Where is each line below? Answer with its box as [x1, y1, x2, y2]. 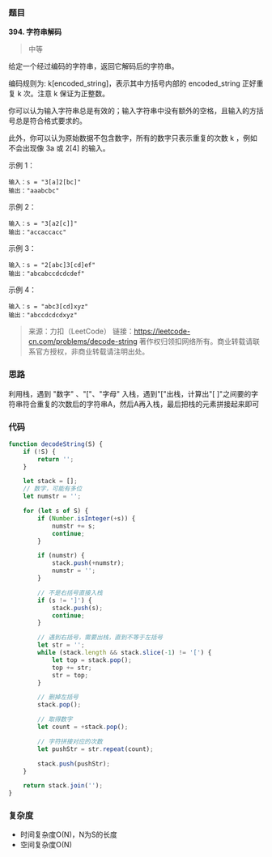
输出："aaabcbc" [8, 187, 60, 195]
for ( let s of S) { [23, 507, 89, 515]
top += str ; [51, 664, 92, 672]
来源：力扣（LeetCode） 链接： [28, 326, 134, 337]
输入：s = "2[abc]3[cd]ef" [8, 261, 96, 269]
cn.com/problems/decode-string [28, 337, 138, 346]
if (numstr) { [37, 552, 85, 560]
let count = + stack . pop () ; [37, 723, 129, 732]
